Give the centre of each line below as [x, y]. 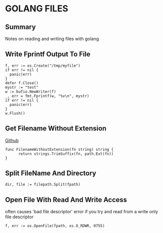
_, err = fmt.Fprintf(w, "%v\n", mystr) [47, 96]
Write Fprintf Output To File [48, 54]
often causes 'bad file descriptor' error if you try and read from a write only [81, 212]
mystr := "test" [22, 87]
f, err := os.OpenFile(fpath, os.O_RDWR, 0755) [55, 226]
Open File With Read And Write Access [66, 200]
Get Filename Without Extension [56, 128]
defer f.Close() [22, 83]
